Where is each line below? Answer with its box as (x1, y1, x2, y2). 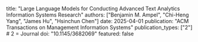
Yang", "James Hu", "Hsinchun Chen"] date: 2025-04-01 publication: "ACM (6, 18, 189, 24)
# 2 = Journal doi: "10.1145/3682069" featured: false (6, 30, 135, 37)
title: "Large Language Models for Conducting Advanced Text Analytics (6, 5, 180, 12)
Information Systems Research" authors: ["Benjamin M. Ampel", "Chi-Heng (6, 11, 189, 18)
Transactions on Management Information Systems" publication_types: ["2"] (6, 24, 193, 31)
